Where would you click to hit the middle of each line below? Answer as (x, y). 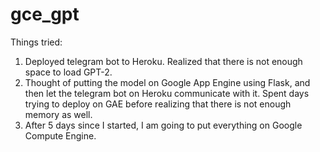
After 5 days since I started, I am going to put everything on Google (163, 125)
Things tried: (36, 42)
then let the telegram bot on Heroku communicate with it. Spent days (167, 93)
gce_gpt (45, 14)
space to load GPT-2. (68, 72)
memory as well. (58, 114)
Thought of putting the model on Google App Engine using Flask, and (167, 82)
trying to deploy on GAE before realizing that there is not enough (158, 104)
